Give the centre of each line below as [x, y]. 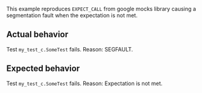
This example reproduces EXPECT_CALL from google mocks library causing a [101, 9]
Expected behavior [43, 69]
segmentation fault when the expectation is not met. [72, 15]
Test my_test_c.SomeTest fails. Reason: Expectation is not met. [84, 83]
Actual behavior [37, 35]
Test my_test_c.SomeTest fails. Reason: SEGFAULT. [70, 49]
